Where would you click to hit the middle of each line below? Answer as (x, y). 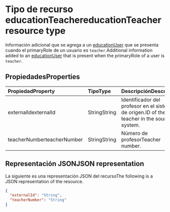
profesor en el (138, 106)
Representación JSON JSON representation (75, 164)
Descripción (136, 91)
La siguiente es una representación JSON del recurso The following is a (79, 176)
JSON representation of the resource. (45, 181)
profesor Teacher (141, 139)
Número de (135, 133)
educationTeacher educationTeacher (83, 20)
